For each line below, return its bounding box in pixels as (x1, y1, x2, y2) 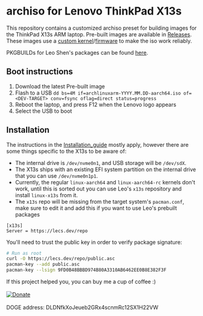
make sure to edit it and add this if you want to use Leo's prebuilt (15, 204, 178, 212)
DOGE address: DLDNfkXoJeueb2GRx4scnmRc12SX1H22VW (6, 304, 159, 311)
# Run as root (6, 250, 42, 256)
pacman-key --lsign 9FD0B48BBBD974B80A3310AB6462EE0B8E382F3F (6, 267, 167, 274)
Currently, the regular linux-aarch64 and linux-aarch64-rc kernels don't (15, 178, 196, 186)
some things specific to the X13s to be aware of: (6, 147, 127, 155)
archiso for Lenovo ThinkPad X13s (6, 4, 182, 18)
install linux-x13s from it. (15, 191, 78, 198)
